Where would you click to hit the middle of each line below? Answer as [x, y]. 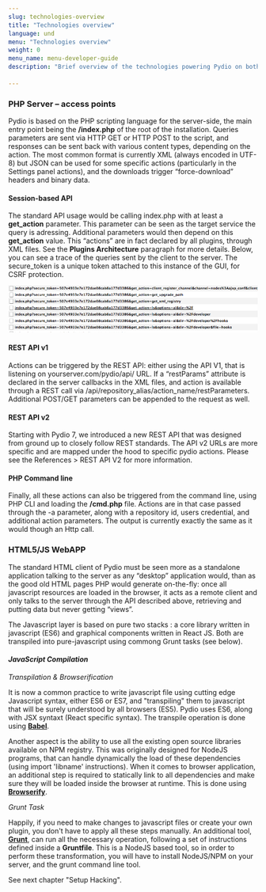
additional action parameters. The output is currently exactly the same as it [130, 521]
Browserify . [28, 791]
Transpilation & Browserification [61, 677]
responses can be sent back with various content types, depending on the [129, 146]
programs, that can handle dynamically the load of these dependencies [125, 758]
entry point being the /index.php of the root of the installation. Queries [123, 130]
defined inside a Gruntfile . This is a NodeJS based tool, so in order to [122, 848]
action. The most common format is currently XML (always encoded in [123, 155]
